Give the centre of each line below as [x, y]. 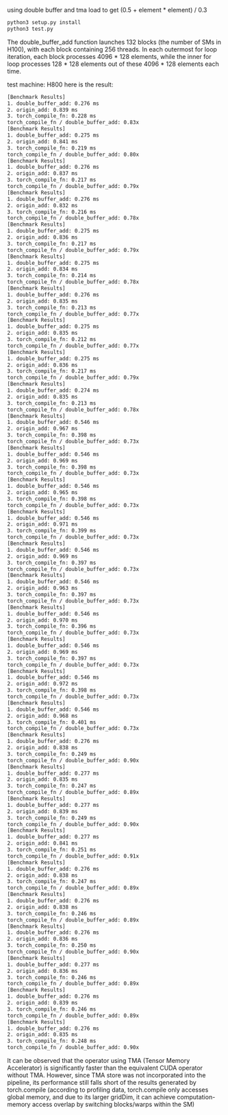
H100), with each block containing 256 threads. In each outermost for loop [112, 49]
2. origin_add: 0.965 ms [42, 493]
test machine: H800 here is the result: [60, 84]
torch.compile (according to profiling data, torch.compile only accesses [108, 1090]
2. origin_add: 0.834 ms [42, 269]
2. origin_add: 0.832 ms [42, 205]
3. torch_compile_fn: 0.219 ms [52, 148]
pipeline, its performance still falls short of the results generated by [102, 1082]
